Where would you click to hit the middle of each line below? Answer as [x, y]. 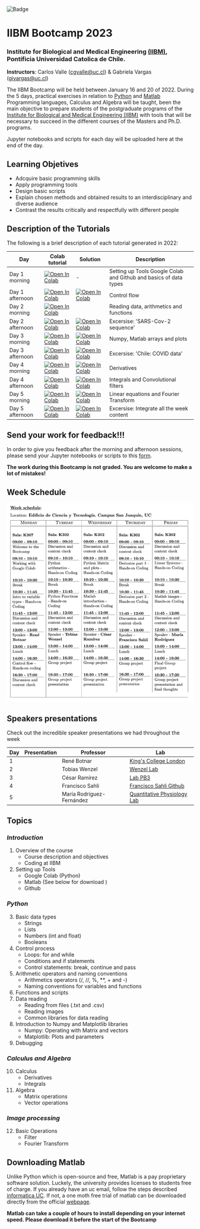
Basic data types [36, 917]
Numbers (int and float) [53, 936]
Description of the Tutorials [58, 229]
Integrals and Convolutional [143, 379]
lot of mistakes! [26, 473]
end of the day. [25, 145]
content [119, 415]
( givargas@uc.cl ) [28, 78]
